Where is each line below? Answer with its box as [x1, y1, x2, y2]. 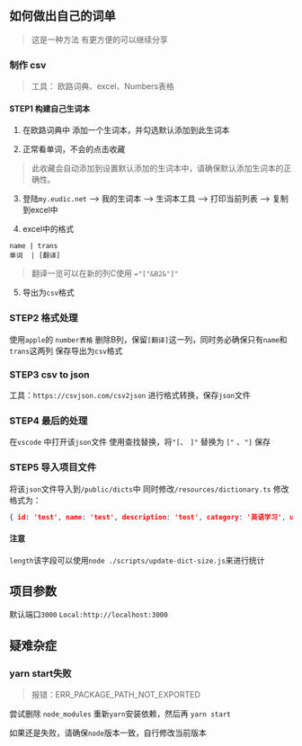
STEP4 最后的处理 [9, 414, 88, 427]
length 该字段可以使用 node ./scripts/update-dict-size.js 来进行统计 [9, 555, 265, 565]
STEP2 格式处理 [9, 312, 78, 324]
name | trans [9, 242, 58, 251]
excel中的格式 [22, 224, 75, 235]
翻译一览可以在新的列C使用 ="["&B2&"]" [31, 268, 179, 279]
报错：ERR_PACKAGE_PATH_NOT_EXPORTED [31, 689, 200, 700]
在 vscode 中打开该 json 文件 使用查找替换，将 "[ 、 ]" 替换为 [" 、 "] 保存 [9, 437, 271, 448]
